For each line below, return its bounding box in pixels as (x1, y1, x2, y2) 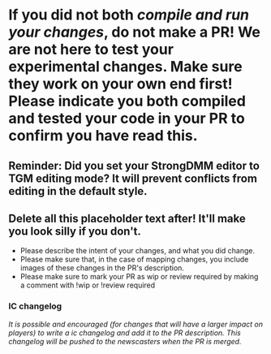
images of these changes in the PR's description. (19, 263, 185, 273)
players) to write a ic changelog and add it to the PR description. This (8, 327, 241, 338)
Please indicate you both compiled (8, 92, 246, 110)
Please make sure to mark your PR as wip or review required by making (19, 272, 259, 282)
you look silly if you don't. (8, 224, 142, 238)
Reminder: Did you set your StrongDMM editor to (8, 158, 260, 172)
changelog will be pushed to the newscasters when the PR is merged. (8, 336, 242, 346)
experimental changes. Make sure (8, 58, 243, 76)
